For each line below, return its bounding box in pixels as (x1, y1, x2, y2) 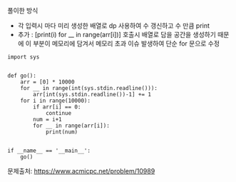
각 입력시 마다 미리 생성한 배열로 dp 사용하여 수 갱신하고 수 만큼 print (17, 21, 210, 30)
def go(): (7, 72, 37, 79)
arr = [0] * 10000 (20, 79, 75, 86)
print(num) (45, 128, 78, 136)
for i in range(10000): (20, 97, 91, 104)
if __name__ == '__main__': (7, 147, 91, 154)
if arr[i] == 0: (33, 103, 81, 111)
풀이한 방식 (7, 6, 39, 14)
